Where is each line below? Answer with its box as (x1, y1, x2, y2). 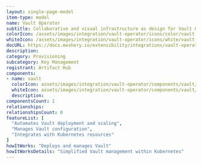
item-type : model (6, 14, 50, 20)
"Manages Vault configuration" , (11, 126, 93, 132)
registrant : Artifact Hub (6, 64, 71, 71)
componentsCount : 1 (6, 98, 55, 104)
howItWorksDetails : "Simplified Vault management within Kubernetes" (6, 148, 185, 154)
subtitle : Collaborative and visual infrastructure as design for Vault (6, 25, 192, 32)
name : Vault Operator (6, 20, 61, 26)
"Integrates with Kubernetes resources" (11, 132, 114, 138)
